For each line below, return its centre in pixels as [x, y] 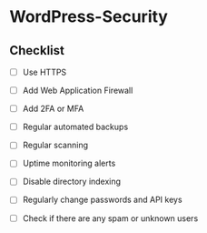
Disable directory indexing [71, 182]
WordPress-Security [89, 17]
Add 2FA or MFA [53, 109]
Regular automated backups [75, 127]
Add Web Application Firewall [78, 91]
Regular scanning [55, 145]
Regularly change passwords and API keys [103, 200]
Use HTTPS [44, 72]
